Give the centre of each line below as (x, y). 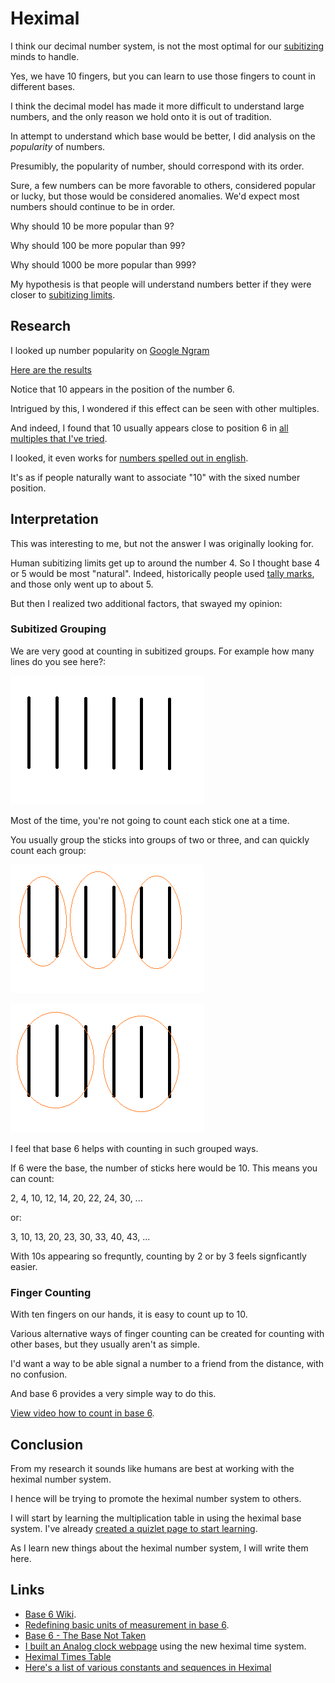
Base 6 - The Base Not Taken (85, 1635)
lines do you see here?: (58, 661)
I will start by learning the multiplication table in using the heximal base (156, 1518)
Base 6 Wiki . (50, 1614)
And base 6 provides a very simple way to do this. (113, 1394)
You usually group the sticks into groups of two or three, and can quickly (160, 839)
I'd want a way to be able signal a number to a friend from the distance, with (167, 1364)
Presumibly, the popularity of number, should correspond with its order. (157, 166)
